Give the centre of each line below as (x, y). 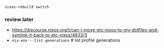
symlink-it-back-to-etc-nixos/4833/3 (49, 35)
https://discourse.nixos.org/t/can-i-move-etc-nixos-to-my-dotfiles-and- (85, 30)
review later (19, 19)
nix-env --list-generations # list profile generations (66, 40)
